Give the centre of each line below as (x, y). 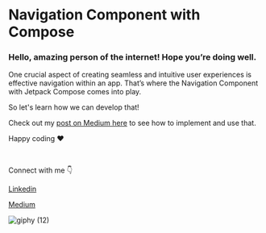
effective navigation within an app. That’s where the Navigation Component (133, 83)
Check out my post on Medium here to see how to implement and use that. (132, 123)
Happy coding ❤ (36, 139)
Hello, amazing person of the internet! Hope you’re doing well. (132, 57)
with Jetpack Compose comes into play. (75, 92)
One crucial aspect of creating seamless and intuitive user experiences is (130, 75)
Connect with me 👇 (41, 170)
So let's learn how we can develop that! (74, 107)
